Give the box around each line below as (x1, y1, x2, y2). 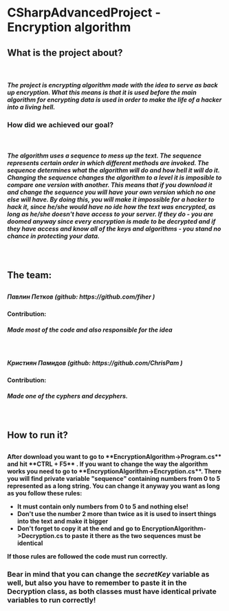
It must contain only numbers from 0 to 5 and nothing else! (17, 502, 189, 511)
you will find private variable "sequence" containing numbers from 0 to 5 (7, 475, 221, 483)
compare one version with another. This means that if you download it (7, 180, 212, 189)
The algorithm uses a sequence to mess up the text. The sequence (7, 151, 201, 160)
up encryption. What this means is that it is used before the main (7, 88, 197, 96)
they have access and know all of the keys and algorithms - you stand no (7, 224, 221, 233)
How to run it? (7, 429, 69, 441)
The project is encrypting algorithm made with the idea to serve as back (7, 81, 218, 89)
